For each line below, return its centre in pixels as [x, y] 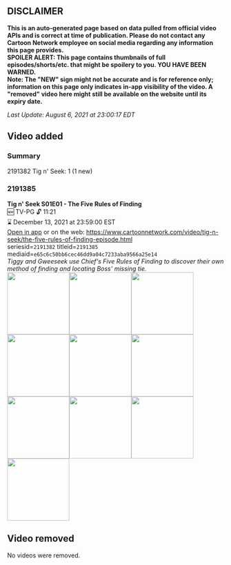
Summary [24, 156]
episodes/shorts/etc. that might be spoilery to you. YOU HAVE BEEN [107, 64]
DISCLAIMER [35, 11]
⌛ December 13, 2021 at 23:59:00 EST [61, 222]
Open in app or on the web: [46, 232]
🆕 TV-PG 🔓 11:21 [32, 211]
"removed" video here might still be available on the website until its [107, 94]
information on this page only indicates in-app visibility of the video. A [110, 86]
